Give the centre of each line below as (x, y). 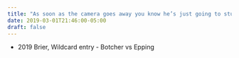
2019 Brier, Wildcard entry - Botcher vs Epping (86, 47)
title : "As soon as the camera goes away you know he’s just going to (114, 14)
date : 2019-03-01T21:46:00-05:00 (57, 21)
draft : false (27, 27)
